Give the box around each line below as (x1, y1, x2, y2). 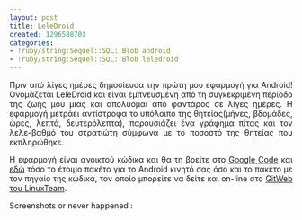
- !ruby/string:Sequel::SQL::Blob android (9, 47, 171, 56)
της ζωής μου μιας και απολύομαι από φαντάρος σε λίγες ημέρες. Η (9, 99, 293, 109)
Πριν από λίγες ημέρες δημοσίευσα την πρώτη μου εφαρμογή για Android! (9, 80, 293, 90)
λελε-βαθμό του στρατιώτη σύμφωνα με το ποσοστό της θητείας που (9, 128, 293, 137)
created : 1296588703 (9, 30, 87, 39)
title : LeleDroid (9, 22, 75, 31)
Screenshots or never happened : (9, 200, 133, 211)
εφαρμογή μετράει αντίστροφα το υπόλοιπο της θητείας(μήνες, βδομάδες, (9, 109, 293, 119)
